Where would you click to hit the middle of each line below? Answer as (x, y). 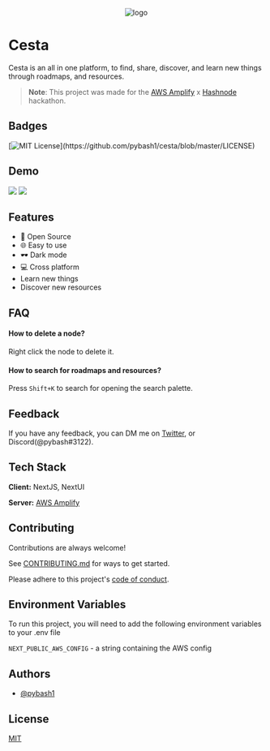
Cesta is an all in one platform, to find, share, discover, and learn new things (135, 67)
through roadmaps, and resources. (66, 76)
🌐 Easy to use (43, 245)
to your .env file (34, 633)
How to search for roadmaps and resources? (85, 370)
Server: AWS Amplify (44, 502)
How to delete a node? (47, 333)
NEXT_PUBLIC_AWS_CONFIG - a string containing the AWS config (110, 648)
